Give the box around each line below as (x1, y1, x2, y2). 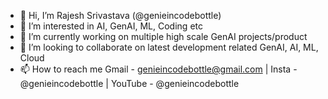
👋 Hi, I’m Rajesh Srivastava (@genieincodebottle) (19, 10, 222, 21)
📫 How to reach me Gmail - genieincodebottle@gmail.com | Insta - (19, 63, 298, 75)
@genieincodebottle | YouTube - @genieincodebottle (19, 78, 240, 89)
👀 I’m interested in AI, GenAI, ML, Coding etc (19, 20, 203, 32)
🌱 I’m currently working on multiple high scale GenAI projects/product (19, 31, 308, 42)
